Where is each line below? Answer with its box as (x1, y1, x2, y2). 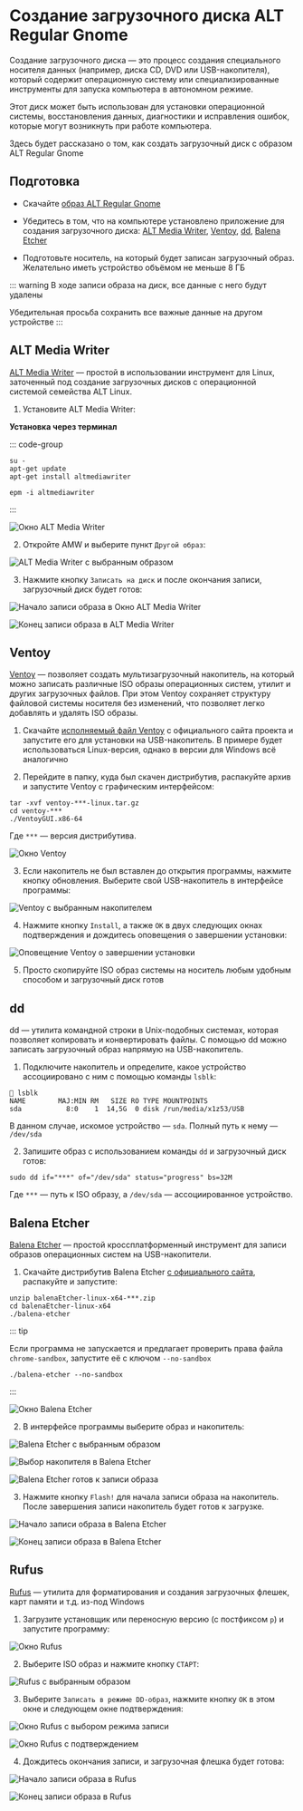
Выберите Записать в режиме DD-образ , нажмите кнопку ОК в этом (22, 1693, 276, 1704)
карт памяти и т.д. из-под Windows (9, 1596, 145, 1607)
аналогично (22, 754, 69, 765)
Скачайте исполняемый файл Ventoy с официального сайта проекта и (22, 725, 294, 736)
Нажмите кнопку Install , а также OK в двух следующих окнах (22, 920, 263, 931)
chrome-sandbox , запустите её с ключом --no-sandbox (9, 1352, 212, 1363)
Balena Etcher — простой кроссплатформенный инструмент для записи (9, 1239, 287, 1250)
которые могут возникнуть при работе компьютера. (9, 120, 213, 131)
